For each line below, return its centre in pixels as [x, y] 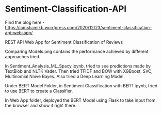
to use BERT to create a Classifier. [39, 91]
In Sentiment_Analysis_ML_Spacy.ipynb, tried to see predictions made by [78, 66]
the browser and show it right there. [41, 105]
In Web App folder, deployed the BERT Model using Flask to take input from [80, 100]
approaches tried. [23, 56]
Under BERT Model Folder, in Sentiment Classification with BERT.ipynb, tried [81, 85]
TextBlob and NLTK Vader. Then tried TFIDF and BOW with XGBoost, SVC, [79, 71]
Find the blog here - [25, 22]
